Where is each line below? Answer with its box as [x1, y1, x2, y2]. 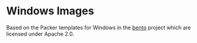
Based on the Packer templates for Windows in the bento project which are [6, 24, 191, 31]
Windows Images [6, 4, 95, 18]
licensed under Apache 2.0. [6, 30, 75, 37]
